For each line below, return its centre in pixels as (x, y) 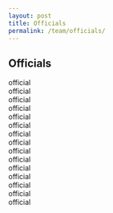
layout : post (30, 16)
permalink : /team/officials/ (57, 31)
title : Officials (37, 23)
